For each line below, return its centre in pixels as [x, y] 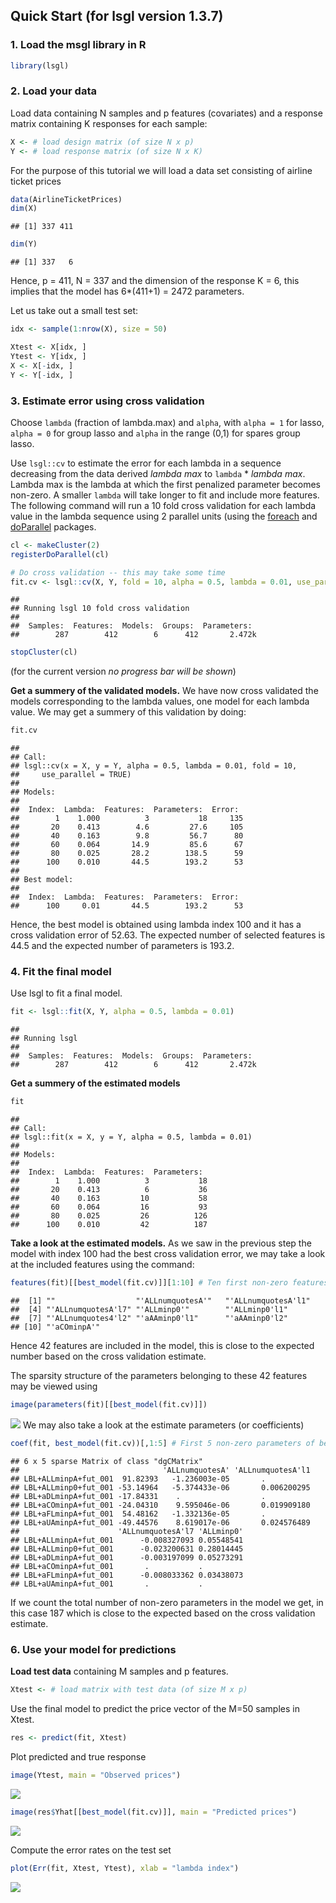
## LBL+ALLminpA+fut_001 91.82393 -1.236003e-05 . [138, 1479]
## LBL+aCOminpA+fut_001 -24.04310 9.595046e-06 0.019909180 [160, 1505]
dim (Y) [24, 244]
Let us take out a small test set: [74, 311]
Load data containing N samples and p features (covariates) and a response [166, 113]
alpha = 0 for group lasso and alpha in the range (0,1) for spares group [155, 433]
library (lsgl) [40, 65]
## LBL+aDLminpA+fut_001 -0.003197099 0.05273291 [127, 1557]
